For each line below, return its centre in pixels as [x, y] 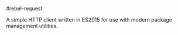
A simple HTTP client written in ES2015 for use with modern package [89, 20]
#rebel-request [24, 8]
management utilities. [32, 26]
